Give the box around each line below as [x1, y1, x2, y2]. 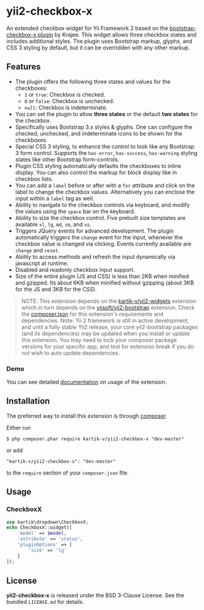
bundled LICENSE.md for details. [6, 598, 84, 606]
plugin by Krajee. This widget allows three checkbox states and [37, 31, 197, 38]
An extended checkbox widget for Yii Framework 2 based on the [6, 24, 169, 32]
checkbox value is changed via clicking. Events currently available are [15, 240, 192, 247]
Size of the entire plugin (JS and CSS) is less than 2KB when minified [15, 272, 189, 280]
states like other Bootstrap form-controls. [15, 156, 120, 163]
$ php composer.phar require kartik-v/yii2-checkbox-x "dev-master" [6, 435, 184, 442]
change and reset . [15, 246, 60, 254]
